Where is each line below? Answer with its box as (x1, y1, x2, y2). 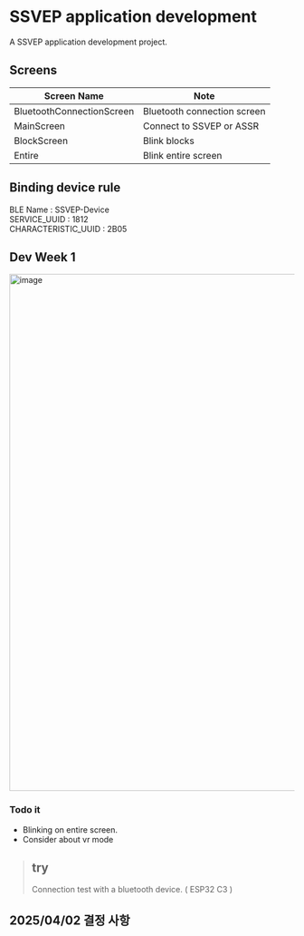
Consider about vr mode (22, 834, 114, 844)
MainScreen (14, 120, 66, 132)
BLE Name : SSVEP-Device (9, 204, 110, 215)
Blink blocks (143, 134, 195, 147)
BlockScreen (14, 134, 69, 147)
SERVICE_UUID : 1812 (9, 213, 89, 224)
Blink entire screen (143, 149, 223, 161)
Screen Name (43, 89, 104, 102)
